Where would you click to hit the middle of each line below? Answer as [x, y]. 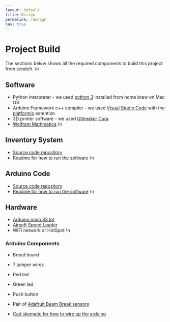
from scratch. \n [22, 69]
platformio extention [34, 113]
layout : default [22, 10]
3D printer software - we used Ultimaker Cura [61, 119]
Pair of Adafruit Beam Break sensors [51, 304]
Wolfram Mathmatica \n [37, 124]
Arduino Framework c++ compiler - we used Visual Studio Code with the [89, 108]
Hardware [21, 207]
